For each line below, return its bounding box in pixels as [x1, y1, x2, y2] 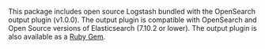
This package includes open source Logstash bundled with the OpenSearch [8, 7, 256, 16]
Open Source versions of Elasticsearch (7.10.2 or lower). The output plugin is [8, 24, 257, 32]
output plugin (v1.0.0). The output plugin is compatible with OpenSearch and [8, 15, 257, 24]
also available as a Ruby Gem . [8, 32, 106, 41]
